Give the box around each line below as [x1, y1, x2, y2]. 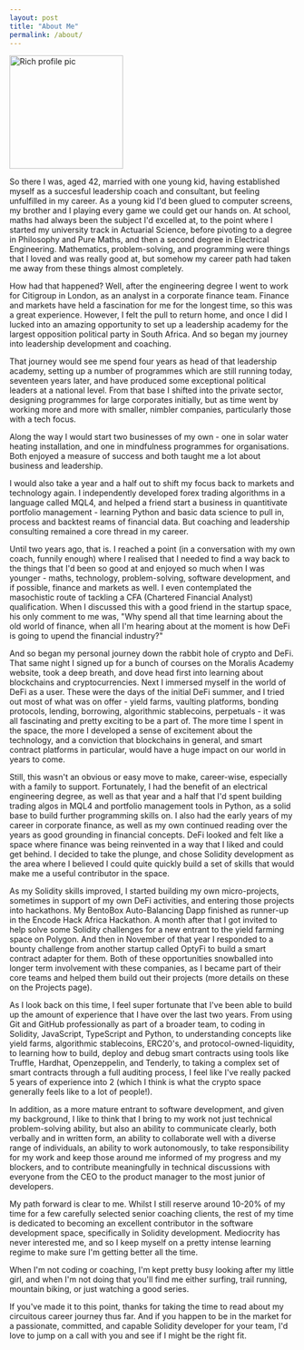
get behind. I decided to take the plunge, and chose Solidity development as [9, 849, 295, 860]
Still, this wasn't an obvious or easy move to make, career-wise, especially [9, 772, 288, 783]
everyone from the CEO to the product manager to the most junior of [9, 1171, 266, 1182]
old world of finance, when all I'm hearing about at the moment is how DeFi [9, 621, 290, 631]
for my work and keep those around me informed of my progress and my [9, 1152, 281, 1163]
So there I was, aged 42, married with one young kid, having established [9, 176, 280, 187]
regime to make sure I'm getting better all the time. [9, 1247, 199, 1257]
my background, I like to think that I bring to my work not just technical [9, 1113, 272, 1125]
